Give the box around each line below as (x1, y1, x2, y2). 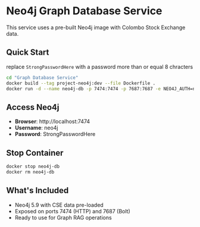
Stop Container (6, 147, 64, 158)
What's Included (6, 185, 69, 196)
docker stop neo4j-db (6, 163, 60, 169)
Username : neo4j (14, 124, 58, 131)
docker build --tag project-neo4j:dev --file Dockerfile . (6, 80, 156, 86)
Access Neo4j (6, 102, 60, 112)
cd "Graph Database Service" (6, 74, 79, 81)
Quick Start (6, 48, 49, 58)
